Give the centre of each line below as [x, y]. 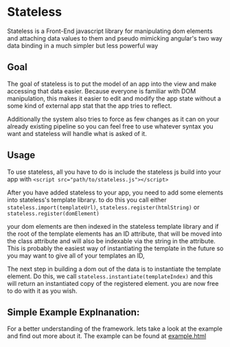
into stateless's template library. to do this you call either [87, 199]
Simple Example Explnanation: [73, 312]
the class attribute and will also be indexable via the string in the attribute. [112, 240]
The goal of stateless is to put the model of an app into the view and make [112, 84]
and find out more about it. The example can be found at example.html [107, 336]
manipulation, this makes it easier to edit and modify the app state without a [114, 98]
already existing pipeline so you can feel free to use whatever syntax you [111, 126]
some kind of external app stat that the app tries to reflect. [90, 105]
